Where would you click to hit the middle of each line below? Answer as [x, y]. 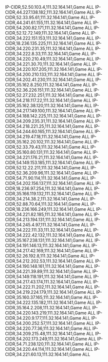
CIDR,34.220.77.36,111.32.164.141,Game [44, 328]
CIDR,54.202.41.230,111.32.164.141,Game [45, 80]
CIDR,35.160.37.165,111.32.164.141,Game [44, 297]
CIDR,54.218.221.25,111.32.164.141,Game [45, 126]
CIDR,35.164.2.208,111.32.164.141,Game [44, 308]
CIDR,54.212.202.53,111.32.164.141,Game [45, 261]
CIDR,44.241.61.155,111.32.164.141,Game [44, 22]
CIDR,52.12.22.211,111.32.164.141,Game [43, 168]
